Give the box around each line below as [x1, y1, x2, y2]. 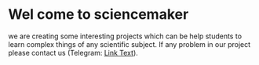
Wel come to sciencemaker [8, 5, 189, 23]
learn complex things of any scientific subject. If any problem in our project [8, 39, 251, 49]
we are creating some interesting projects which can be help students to [8, 31, 242, 41]
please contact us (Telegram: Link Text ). [8, 48, 139, 57]
